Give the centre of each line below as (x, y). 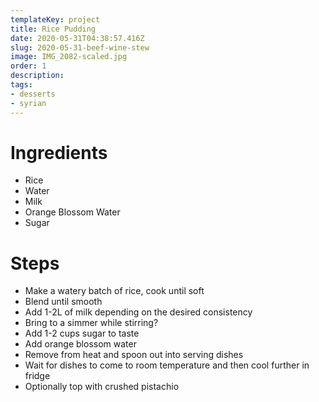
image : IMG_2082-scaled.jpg (69, 57)
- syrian (28, 103)
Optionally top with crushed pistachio (102, 387)
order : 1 (28, 66)
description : (37, 76)
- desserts (33, 94)
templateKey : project (55, 19)
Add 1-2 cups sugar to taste (82, 333)
